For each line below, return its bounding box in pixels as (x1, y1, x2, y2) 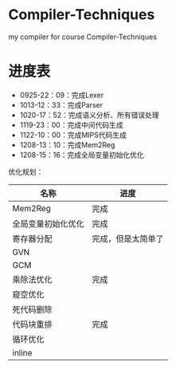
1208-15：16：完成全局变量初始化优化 (19, 150, 145, 159)
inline (12, 347, 33, 358)
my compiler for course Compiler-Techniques (8, 32, 158, 41)
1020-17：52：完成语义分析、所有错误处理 (19, 110, 159, 120)
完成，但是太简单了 (92, 233, 165, 244)
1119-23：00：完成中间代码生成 (19, 120, 123, 129)
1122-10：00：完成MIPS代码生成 (19, 130, 127, 139)
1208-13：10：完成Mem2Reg (19, 139, 115, 149)
